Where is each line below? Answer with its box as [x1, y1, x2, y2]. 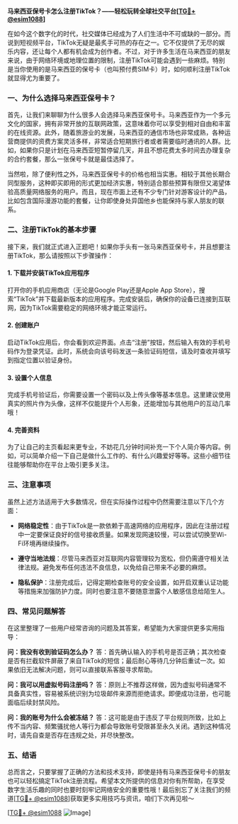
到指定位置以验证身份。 [7, 356, 76, 364]
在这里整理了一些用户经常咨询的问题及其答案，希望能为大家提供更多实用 [7, 623, 218, 632]
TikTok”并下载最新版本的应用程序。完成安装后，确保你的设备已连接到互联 [16, 294, 231, 303]
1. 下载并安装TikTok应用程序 [7, 269, 90, 277]
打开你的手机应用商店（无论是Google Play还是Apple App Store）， [7, 286, 200, 294]
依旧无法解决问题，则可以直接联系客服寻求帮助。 [13, 665, 157, 674]
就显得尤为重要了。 [7, 74, 64, 82]
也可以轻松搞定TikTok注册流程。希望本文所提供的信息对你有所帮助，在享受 [7, 777, 225, 785]
